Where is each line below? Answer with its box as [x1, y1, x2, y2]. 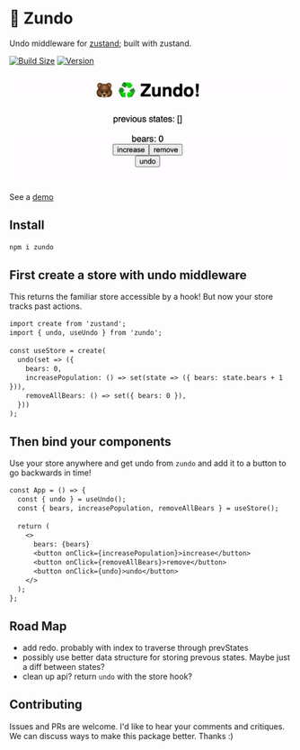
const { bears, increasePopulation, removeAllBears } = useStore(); [17, 504, 279, 513]
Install [9, 218, 45, 233]
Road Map [9, 619, 67, 634]
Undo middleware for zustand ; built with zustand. [9, 38, 192, 49]
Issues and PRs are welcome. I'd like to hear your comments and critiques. [9, 720, 286, 732]
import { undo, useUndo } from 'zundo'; [9, 329, 163, 338]
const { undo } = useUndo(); [17, 495, 127, 504]
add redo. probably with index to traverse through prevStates [22, 643, 249, 654]
